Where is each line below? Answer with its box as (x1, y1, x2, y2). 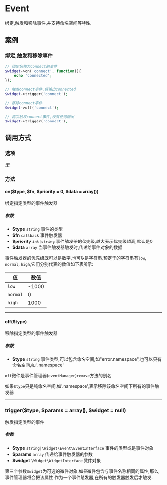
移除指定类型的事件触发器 (5, 330, 58, 336)
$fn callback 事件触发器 (12, 232, 62, 238)
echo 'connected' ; (14, 73, 52, 78)
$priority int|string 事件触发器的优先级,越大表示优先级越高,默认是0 (12, 239, 153, 244)
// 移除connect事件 (5, 100, 43, 105)
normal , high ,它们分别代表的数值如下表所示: (5, 261, 93, 267)
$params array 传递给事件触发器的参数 (12, 451, 93, 457)
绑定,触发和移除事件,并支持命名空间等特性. (5, 20, 92, 26)
